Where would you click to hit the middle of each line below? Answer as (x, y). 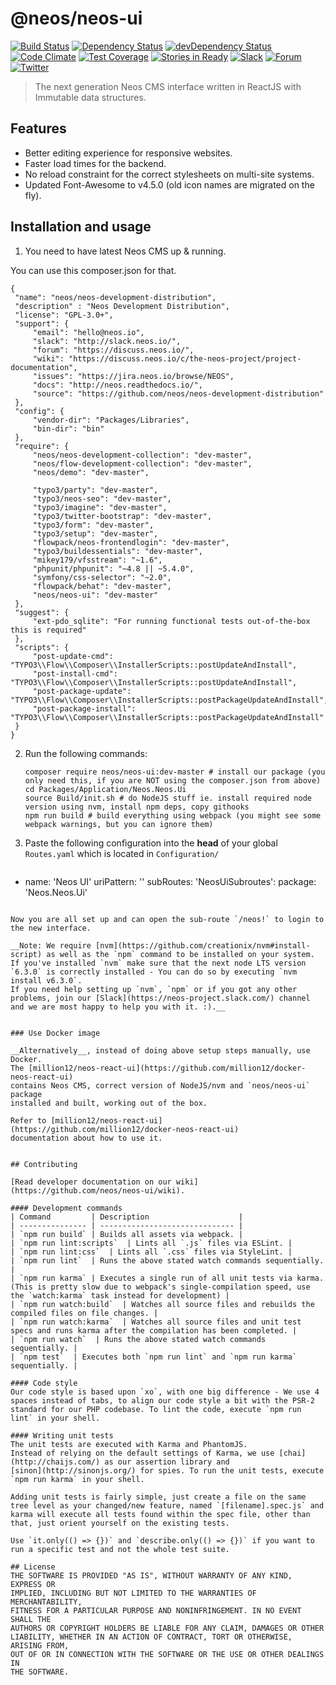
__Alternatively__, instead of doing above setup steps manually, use (160, 1050)
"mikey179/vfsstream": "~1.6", (97, 560)
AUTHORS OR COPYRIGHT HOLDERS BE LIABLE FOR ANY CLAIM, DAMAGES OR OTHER (167, 1628)
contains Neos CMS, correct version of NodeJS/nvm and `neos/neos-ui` (160, 1085)
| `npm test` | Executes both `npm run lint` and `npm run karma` (154, 1357)
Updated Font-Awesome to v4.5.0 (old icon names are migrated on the (169, 184)
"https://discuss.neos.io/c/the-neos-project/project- (185, 358)
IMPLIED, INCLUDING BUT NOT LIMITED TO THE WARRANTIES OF (133, 1593)
